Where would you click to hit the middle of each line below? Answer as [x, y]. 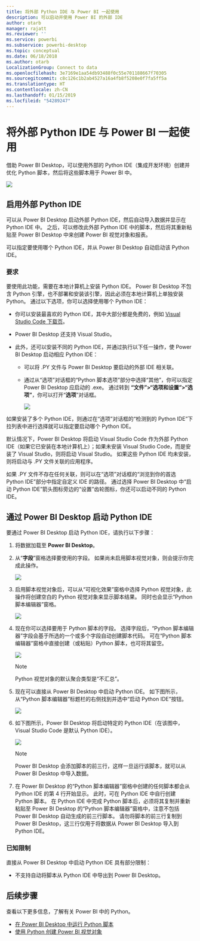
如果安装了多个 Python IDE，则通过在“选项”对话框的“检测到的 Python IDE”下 [100, 418]
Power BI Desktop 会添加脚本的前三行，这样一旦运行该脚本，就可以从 [100, 766]
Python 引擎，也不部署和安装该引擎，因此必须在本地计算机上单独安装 [98, 293]
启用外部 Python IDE [44, 204]
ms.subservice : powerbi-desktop [46, 45]
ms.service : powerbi [32, 40]
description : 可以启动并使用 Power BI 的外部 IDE [65, 17]
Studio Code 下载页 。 [41, 321]
